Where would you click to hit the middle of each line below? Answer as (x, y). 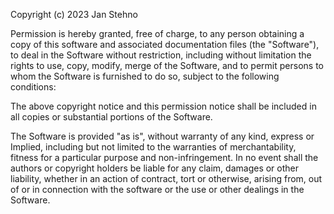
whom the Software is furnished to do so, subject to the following (145, 76)
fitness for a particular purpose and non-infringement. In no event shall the (164, 157)
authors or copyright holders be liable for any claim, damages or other (155, 168)
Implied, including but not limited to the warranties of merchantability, (153, 147)
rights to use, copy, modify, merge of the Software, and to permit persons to (167, 65)
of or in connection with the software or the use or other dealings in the (157, 189)
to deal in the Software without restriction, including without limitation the (161, 55)
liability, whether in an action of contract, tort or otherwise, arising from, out (166, 178)
